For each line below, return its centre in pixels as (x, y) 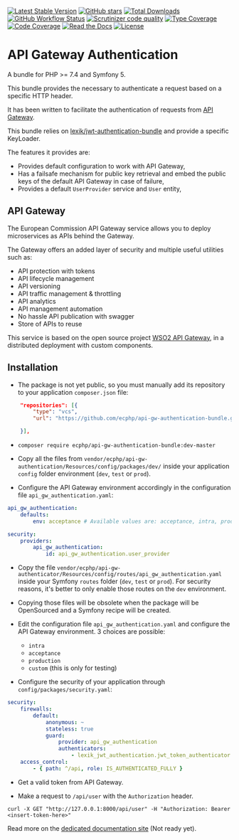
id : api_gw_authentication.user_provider (108, 554)
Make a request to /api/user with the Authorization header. (106, 796)
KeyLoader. (24, 138)
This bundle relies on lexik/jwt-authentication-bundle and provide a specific (118, 131)
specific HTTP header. (40, 95)
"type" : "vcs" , (55, 412)
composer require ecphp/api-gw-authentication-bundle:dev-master (116, 446)
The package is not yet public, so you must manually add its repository (121, 385)
